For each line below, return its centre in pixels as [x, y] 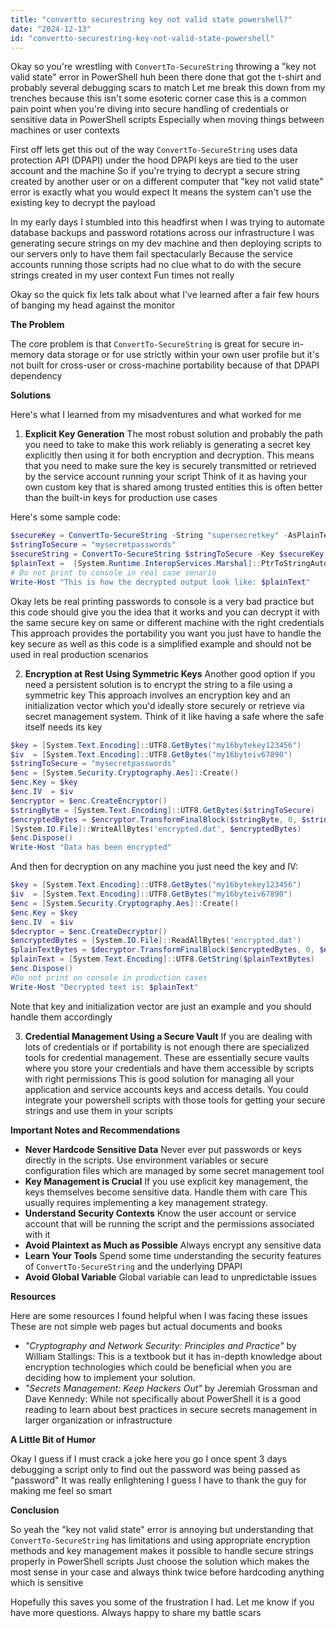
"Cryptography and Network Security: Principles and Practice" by [160, 1345]
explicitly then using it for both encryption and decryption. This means [169, 455]
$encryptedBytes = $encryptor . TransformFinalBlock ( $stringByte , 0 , [154, 819]
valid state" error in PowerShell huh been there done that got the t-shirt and [166, 77]
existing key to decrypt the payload [83, 203]
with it [37, 1234]
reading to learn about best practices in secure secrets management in [171, 1409]
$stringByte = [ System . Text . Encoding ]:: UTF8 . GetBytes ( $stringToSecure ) [162, 810]
